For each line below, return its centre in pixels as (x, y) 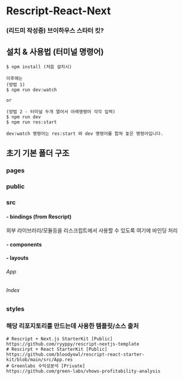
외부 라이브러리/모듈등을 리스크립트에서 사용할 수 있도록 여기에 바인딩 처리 (92, 230)
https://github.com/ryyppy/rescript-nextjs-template (73, 344)
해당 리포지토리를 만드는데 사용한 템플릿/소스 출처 (72, 326)
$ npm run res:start (32, 122)
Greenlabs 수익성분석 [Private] (48, 366)
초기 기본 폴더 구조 (38, 153)
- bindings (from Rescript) (39, 216)
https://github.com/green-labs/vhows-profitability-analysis (83, 371)
